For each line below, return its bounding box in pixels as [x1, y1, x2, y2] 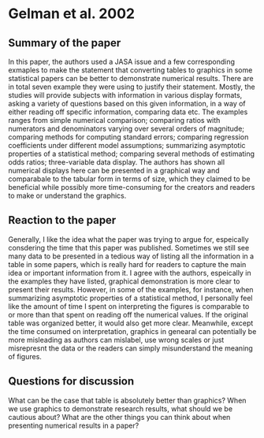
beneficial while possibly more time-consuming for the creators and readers [8, 183, 255, 191]
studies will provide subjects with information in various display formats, [8, 91, 243, 99]
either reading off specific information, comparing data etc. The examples [8, 107, 248, 117]
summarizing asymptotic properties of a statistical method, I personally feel [8, 293, 254, 303]
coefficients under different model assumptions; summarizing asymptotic [8, 141, 246, 150]
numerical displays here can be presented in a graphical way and [8, 166, 220, 175]
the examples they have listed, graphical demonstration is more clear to [8, 277, 240, 286]
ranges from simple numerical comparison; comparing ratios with [8, 116, 221, 124]
